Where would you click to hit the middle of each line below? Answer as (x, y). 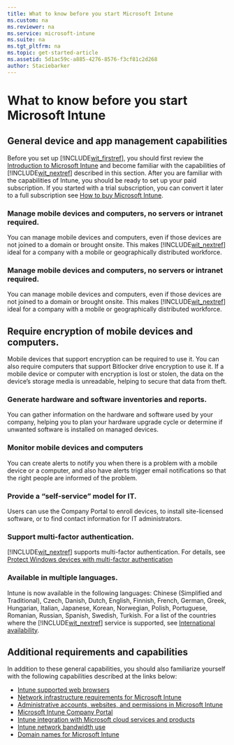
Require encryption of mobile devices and (100, 331)
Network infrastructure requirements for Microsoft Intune (99, 697)
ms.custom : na (28, 20)
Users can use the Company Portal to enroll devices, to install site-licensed (115, 511)
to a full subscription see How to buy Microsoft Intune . (86, 195)
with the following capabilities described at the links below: (92, 676)
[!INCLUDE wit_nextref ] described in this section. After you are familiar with (115, 173)
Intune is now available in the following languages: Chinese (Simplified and (115, 593)
